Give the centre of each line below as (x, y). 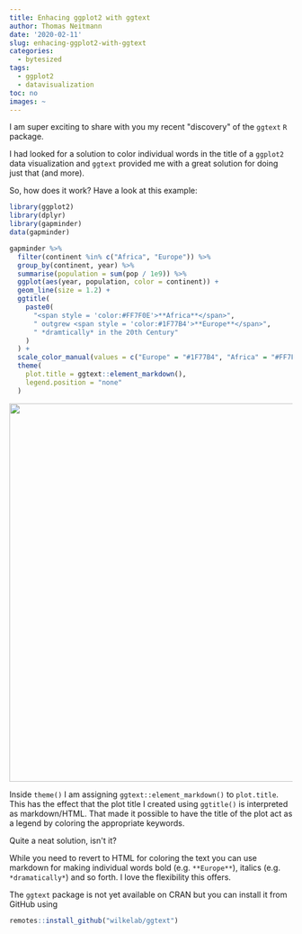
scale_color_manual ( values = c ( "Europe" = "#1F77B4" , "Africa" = (142, 358)
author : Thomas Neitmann (56, 26)
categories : (31, 51)
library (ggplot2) (42, 207)
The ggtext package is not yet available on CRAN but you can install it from (148, 894)
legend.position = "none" (74, 382)
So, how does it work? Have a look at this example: (103, 191)
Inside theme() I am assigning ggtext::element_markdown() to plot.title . (144, 794)
